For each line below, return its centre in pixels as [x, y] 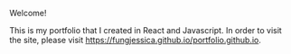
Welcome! [28, 13]
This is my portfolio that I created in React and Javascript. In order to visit [145, 30]
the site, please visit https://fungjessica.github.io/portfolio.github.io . [136, 40]
